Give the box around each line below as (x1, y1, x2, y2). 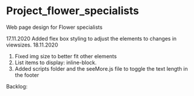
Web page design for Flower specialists (6, 24, 103, 31)
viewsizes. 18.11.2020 (6, 41, 58, 48)
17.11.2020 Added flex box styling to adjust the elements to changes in (6, 35, 177, 42)
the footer (14, 71, 40, 78)
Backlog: (6, 82, 28, 90)
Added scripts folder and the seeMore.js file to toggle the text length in (14, 65, 188, 72)
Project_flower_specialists (6, 4, 139, 18)
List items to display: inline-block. (14, 59, 97, 66)
